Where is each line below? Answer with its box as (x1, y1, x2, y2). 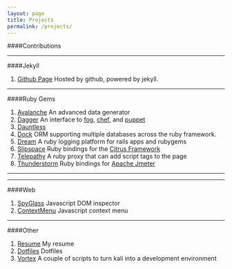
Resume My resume (17, 239, 75, 248)
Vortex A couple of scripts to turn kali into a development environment (17, 255, 217, 263)
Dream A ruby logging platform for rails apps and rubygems (17, 137, 187, 146)
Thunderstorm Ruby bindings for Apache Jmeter (17, 159, 155, 168)
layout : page (7, 10, 45, 17)
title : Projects (7, 17, 54, 23)
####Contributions (7, 42, 61, 50)
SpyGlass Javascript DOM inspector (17, 199, 121, 208)
